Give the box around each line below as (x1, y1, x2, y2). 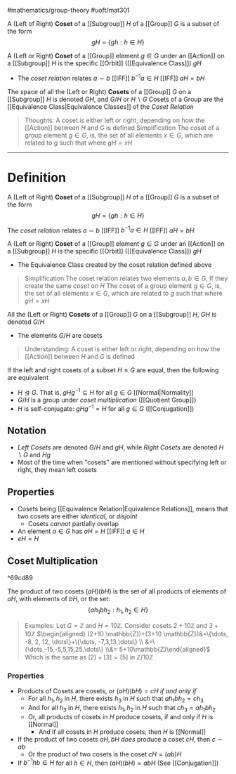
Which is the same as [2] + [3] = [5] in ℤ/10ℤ (24, 652, 153, 661)
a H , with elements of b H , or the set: (7, 595, 111, 603)
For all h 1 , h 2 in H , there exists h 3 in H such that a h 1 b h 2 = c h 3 (27, 695, 204, 704)
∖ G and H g (17, 451, 51, 459)
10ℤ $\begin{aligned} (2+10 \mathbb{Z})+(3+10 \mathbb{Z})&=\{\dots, (24, 629, 228, 638)
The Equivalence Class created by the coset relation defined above (17, 261, 212, 269)
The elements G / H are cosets (17, 332, 103, 340)
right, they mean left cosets (17, 466, 97, 474)
